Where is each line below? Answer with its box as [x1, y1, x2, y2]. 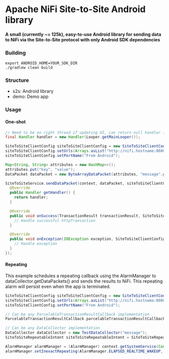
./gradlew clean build [5, 65, 53, 70]
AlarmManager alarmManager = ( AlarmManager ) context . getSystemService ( [5, 344, 158, 349]
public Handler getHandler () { [10, 190, 75, 195]
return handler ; [14, 195, 49, 200]
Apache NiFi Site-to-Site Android [5, 4, 146, 15]
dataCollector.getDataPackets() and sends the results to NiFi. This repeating [5, 278, 163, 284]
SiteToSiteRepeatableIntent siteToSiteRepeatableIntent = [5, 335, 129, 340]
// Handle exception [14, 241, 57, 246]
